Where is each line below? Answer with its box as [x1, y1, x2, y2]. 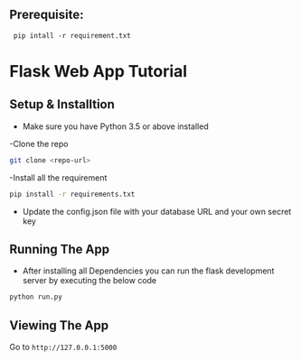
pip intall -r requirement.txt [13, 31, 131, 40]
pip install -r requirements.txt [9, 190, 136, 199]
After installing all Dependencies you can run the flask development [22, 265, 275, 276]
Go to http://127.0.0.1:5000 [9, 342, 118, 353]
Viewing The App [9, 318, 109, 333]
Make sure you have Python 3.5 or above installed [22, 121, 210, 132]
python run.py [9, 292, 63, 301]
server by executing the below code [22, 275, 157, 286]
